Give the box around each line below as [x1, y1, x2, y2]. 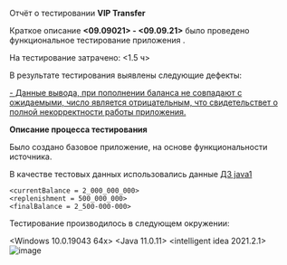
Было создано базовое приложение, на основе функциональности [9, 142, 268, 152]
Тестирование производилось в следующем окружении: [9, 218, 230, 229]
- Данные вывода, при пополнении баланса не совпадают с [9, 88, 243, 98]
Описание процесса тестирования [9, 124, 148, 135]
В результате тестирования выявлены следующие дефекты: [9, 70, 243, 80]
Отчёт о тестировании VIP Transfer [9, 8, 147, 18]
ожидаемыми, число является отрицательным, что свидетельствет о [9, 97, 279, 108]
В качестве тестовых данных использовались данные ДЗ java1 [9, 169, 253, 179]
